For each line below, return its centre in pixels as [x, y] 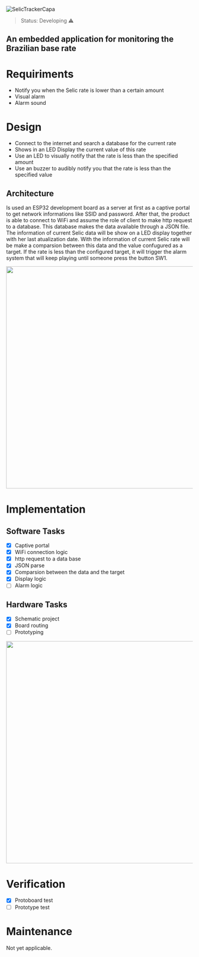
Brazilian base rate [41, 48]
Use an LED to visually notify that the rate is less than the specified [96, 156]
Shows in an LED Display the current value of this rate [80, 150]
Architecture [30, 193]
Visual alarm [30, 97]
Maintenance [39, 931]
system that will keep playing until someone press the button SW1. [87, 258]
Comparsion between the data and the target [70, 572]
